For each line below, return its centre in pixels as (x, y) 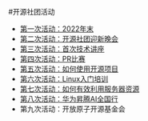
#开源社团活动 (32, 12)
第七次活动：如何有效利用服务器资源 (80, 89)
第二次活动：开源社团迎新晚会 (69, 39)
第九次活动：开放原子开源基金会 (72, 109)
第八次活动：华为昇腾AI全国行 (69, 99)
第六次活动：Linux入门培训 (64, 79)
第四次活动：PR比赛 (52, 59)
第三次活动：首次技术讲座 (62, 49)
